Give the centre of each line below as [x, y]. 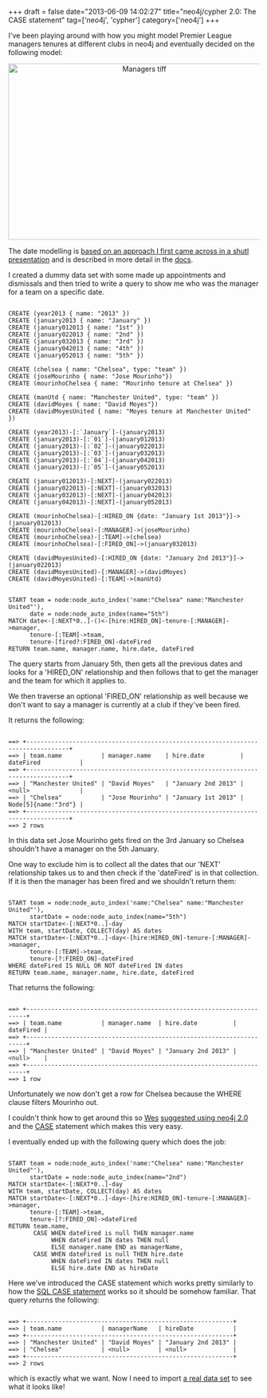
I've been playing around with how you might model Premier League [120, 36]
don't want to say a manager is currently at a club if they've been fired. [125, 705]
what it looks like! [37, 1387]
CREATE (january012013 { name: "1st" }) [77, 327]
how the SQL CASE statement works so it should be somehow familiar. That [132, 1291]
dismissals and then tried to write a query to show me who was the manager [133, 283]
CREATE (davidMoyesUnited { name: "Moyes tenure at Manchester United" [130, 411]
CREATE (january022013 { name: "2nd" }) [77, 335]
